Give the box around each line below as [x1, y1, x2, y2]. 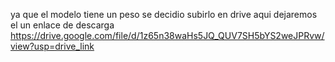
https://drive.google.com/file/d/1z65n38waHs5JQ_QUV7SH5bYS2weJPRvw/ [10, 30, 325, 41]
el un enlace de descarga [10, 19, 115, 31]
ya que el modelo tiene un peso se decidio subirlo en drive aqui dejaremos [10, 9, 318, 20]
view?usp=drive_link [10, 40, 95, 52]
